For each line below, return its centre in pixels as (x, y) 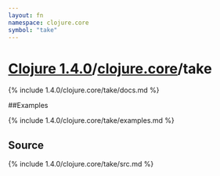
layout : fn (26, 15)
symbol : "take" (33, 30)
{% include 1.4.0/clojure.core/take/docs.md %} (84, 90)
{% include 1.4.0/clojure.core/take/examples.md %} (91, 120)
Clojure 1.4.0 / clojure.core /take (110, 68)
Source (26, 145)
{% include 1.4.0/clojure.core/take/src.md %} (81, 164)
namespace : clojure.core (49, 23)
